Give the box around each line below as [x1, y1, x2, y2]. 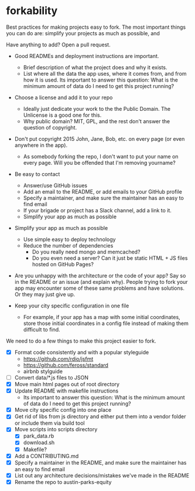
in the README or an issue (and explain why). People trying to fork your [14, 278, 189, 285]
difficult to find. [23, 326, 60, 333]
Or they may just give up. [14, 290, 76, 297]
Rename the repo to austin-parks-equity [14, 478, 112, 485]
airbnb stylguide [23, 368, 63, 375]
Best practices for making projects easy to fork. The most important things [6, 23, 186, 31]
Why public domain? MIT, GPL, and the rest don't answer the [23, 117, 170, 124]
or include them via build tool [14, 419, 85, 426]
